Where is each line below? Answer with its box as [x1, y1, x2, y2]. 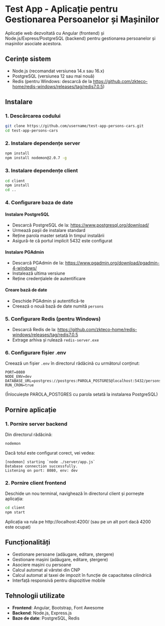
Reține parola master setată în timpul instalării [12, 232, 105, 239]
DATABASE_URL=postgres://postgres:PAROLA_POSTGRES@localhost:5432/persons [5, 378, 162, 384]
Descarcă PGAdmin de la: [12, 260, 64, 266]
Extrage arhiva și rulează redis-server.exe [12, 337, 99, 342]
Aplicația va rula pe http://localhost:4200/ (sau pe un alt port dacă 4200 [5, 518, 151, 524]
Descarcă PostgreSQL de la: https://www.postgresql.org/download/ [12, 222, 149, 228]
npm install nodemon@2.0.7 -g [5, 156, 67, 161]
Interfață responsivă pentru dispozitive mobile [12, 577, 106, 583]
